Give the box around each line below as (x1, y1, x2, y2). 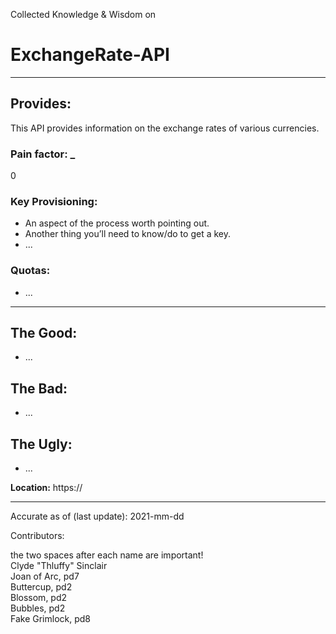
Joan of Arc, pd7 (10, 570, 80, 583)
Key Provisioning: (10, 194, 98, 208)
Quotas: (10, 264, 51, 278)
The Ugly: (10, 435, 73, 453)
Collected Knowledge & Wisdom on (10, 9, 157, 20)
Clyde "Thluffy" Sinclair (10, 560, 108, 572)
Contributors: (10, 530, 65, 542)
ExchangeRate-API (10, 44, 170, 66)
